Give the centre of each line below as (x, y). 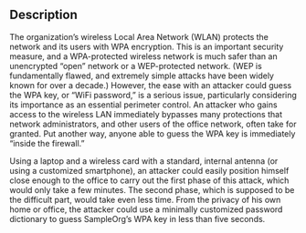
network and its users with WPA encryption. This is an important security (147, 46)
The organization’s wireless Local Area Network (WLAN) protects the (139, 36)
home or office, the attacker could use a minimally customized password (146, 209)
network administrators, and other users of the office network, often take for (153, 124)
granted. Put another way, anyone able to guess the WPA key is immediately (153, 133)
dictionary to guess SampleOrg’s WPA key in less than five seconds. (137, 218)
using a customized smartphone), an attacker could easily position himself (149, 170)
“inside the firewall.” (47, 143)
